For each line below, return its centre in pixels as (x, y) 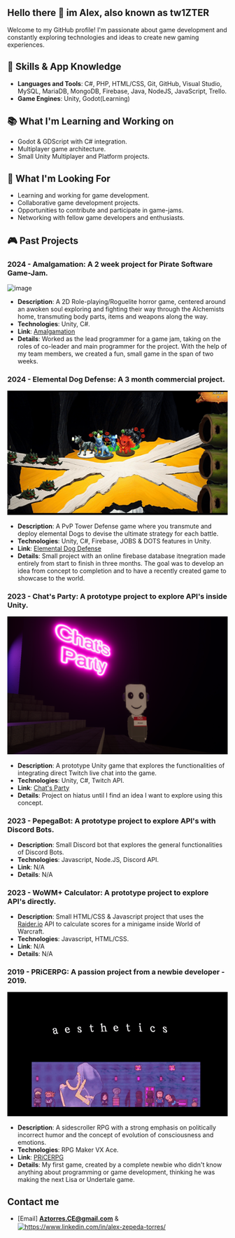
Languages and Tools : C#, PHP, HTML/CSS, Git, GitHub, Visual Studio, (120, 83)
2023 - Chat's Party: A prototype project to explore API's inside (117, 597)
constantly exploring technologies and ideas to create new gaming (103, 37)
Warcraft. (31, 931)
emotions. (32, 1143)
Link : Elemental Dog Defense (59, 549)
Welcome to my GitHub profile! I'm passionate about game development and (117, 29)
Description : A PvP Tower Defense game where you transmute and (114, 527)
